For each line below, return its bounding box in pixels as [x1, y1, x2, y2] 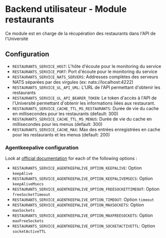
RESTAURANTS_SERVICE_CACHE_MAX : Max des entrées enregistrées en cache [12, 126, 161, 132]
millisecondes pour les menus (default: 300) [12, 121, 103, 127]
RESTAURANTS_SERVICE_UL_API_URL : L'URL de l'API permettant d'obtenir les [12, 84, 161, 90]
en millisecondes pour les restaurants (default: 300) [12, 111, 118, 117]
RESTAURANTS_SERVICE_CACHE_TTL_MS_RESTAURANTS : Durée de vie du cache [12, 105, 159, 111]
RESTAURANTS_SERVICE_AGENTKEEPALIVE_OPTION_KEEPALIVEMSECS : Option [12, 176, 153, 181]
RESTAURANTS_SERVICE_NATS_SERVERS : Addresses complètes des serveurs [12, 73, 159, 80]
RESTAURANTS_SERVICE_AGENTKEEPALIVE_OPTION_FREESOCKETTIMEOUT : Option [12, 186, 160, 192]
